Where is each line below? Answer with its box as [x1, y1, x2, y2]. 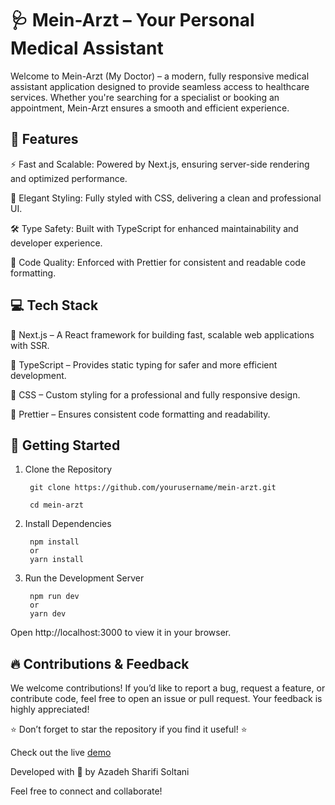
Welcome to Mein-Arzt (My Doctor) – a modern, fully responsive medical [10, 70, 310, 82]
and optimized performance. [10, 172, 128, 184]
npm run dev [29, 592, 80, 602]
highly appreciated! [10, 703, 90, 716]
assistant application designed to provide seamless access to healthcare [10, 80, 310, 92]
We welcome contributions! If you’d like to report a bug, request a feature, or [10, 682, 326, 694]
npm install [29, 537, 80, 547]
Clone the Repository [24, 463, 113, 476]
